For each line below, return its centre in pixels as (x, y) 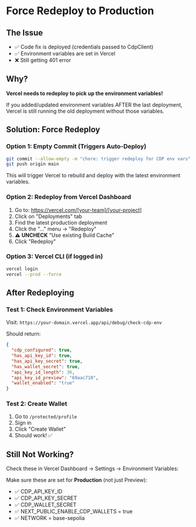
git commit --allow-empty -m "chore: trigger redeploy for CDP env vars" (99, 159)
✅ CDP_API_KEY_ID (39, 492)
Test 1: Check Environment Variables (60, 310)
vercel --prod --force (34, 274)
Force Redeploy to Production (80, 11)
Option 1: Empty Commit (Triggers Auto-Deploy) (76, 147)
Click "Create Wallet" (40, 429)
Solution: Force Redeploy (53, 130)
